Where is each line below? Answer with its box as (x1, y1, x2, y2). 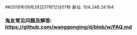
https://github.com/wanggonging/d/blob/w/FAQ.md (5, 23, 132, 30)
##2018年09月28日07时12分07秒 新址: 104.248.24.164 (5, 4, 114, 10)
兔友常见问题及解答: (5, 17, 52, 24)
